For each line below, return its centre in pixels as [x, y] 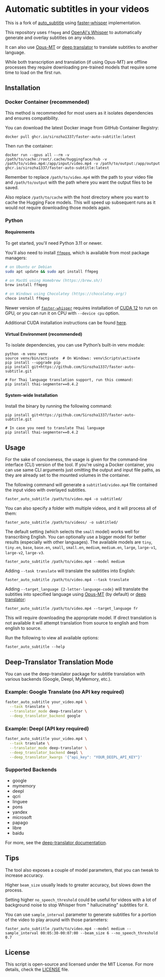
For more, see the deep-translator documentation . [56, 842]
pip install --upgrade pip [33, 363]
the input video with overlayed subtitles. [46, 490]
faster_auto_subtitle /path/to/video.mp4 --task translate [67, 580]
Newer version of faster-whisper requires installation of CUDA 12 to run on [81, 308]
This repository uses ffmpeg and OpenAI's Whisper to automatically [73, 32]
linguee [20, 801]
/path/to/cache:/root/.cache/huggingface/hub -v [56, 159]
